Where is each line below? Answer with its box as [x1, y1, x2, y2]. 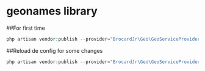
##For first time [6, 24, 46, 32]
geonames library [6, 4, 98, 18]
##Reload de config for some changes [6, 47, 103, 54]
